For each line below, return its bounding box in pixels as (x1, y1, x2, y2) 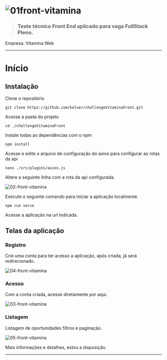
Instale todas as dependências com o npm (5, 132, 92, 138)
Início (5, 62, 29, 74)
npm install (5, 142, 30, 147)
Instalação (5, 82, 39, 91)
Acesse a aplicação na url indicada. (5, 212, 78, 218)
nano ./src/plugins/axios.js (5, 166, 66, 171)
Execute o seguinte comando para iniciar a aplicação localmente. (5, 193, 139, 199)
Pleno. (17, 29, 34, 36)
